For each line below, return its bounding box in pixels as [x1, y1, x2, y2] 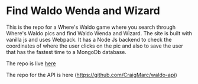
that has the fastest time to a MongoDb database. [6, 48, 127, 55]
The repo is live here [6, 60, 56, 67]
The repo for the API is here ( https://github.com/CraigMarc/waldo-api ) [6, 71, 177, 78]
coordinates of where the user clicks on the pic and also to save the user [6, 42, 183, 49]
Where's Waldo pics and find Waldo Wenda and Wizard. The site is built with [6, 29, 192, 36]
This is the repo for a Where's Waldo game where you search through [6, 23, 176, 31]
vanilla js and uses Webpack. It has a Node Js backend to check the [6, 36, 172, 43]
